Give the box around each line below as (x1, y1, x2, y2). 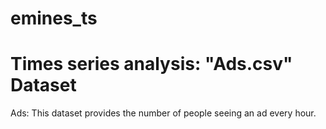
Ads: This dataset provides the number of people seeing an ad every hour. (10, 107, 317, 119)
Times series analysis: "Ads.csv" (10, 53, 293, 76)
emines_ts (10, 7, 98, 30)
